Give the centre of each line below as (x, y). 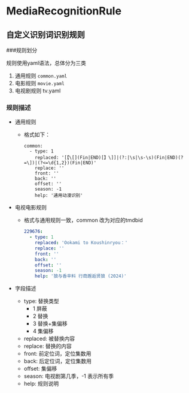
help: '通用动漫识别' (59, 196)
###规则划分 (22, 50)
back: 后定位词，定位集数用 (57, 361)
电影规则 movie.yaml (39, 83)
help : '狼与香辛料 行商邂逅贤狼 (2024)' (81, 276)
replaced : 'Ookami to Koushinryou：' (81, 243)
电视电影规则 (31, 208)
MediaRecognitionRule (64, 11)
